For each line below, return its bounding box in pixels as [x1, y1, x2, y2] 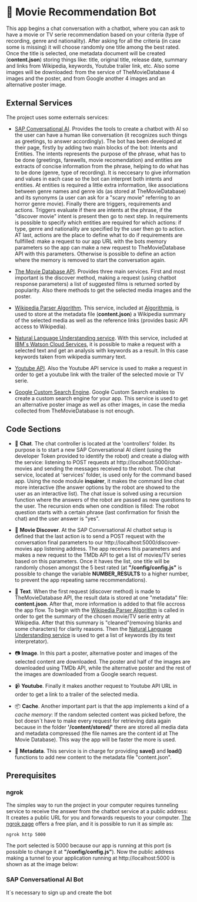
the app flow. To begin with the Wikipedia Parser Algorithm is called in [14, 606, 184, 614]
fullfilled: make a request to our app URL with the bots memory [14, 238, 167, 245]
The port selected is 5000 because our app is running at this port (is [6, 842, 172, 849]
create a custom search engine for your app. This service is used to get [14, 394, 188, 402]
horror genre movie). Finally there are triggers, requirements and [14, 200, 172, 207]
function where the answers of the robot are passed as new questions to [14, 496, 191, 503]
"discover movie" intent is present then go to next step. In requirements [14, 212, 188, 219]
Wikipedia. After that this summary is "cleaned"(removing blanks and [14, 619, 182, 626]
